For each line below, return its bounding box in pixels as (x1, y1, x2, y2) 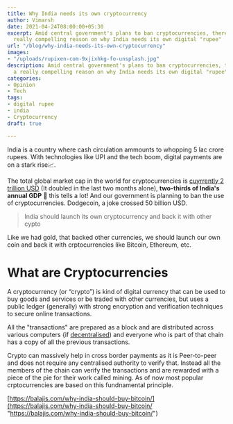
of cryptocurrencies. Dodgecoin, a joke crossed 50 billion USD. (7, 199, 187, 207)
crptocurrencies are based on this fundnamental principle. (7, 381, 173, 389)
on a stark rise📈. (7, 161, 56, 169)
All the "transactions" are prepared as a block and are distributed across (7, 323, 214, 332)
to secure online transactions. (7, 310, 92, 318)
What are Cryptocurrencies (7, 265, 169, 280)
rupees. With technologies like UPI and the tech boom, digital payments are (7, 152, 223, 161)
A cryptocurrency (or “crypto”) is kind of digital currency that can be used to (7, 288, 225, 296)
